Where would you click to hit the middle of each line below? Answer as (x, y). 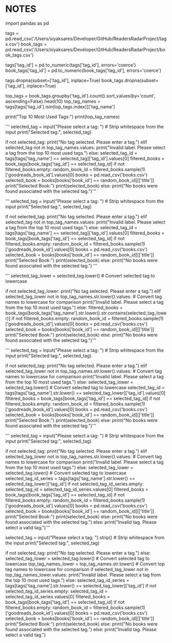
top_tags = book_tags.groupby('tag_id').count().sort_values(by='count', (80, 96)
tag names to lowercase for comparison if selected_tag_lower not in (77, 569)
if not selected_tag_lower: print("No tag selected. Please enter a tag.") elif (83, 291)
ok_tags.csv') (20, 55)
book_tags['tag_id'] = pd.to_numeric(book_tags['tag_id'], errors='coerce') (83, 70)
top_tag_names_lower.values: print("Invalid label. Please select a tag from (83, 575)
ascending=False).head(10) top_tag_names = (53, 101)
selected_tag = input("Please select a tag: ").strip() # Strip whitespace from (85, 537)
